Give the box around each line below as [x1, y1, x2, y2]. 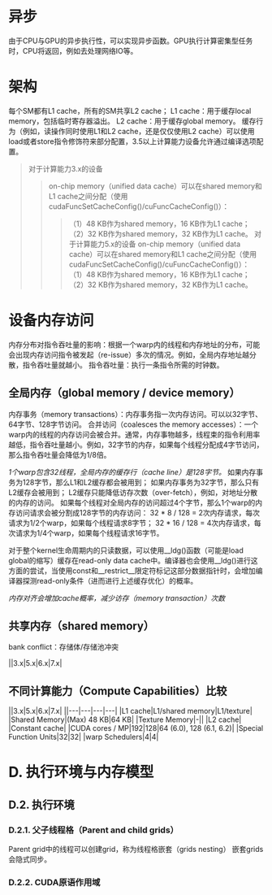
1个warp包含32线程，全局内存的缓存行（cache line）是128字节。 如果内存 [8, 467, 257, 476]
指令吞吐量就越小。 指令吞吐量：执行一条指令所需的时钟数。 [22, 359, 224, 370]
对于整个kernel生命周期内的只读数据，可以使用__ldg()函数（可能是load [8, 545, 244, 555]
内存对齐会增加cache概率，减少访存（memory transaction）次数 [8, 593, 226, 602]
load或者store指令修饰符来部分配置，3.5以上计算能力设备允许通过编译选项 [8, 136, 257, 146]
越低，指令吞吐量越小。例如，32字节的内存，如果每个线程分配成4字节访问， [8, 440, 264, 450]
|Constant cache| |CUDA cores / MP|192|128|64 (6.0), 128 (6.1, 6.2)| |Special [8, 723, 264, 733]
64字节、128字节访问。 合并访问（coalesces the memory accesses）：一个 [8, 419, 259, 429]
